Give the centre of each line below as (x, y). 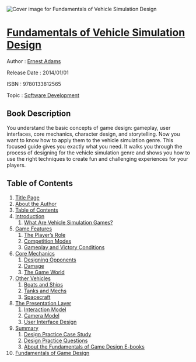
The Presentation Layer (43, 303)
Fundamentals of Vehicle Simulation (96, 33)
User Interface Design (50, 322)
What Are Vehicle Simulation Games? (68, 222)
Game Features (33, 229)
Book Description (39, 114)
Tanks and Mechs (45, 291)
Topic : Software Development (43, 95)
